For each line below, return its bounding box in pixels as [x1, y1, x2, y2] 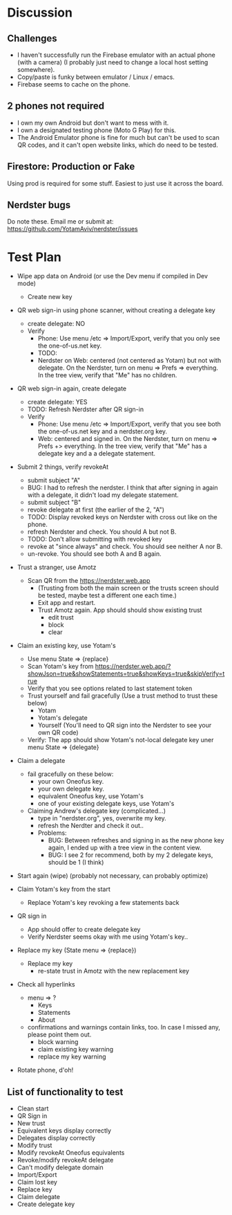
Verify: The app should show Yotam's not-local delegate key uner [27, 736, 214, 744]
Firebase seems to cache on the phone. [17, 80, 130, 88]
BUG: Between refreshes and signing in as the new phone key [48, 836, 224, 845]
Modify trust [17, 1141, 52, 1150]
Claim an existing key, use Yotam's [17, 642, 116, 650]
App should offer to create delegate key [27, 926, 141, 934]
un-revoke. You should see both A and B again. [27, 550, 162, 558]
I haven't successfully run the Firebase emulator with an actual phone [17, 51, 215, 59]
